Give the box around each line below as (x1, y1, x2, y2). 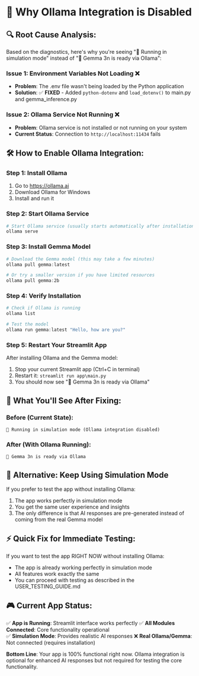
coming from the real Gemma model (14, 516, 103, 523)
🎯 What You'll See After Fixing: (6, 395, 121, 405)
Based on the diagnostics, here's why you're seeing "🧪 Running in (6, 49, 167, 55)
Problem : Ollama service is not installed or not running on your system (14, 124, 187, 131)
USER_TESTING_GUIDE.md (14, 582, 81, 590)
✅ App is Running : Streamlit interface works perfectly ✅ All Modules (6, 619, 175, 626)
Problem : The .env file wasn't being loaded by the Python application (14, 83, 184, 90)
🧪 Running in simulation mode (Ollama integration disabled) (6, 426, 161, 433)
